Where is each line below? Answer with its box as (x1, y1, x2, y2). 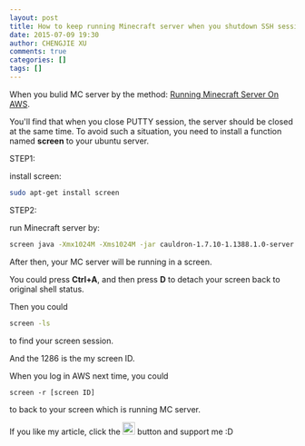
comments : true (9, 47, 67, 56)
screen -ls (9, 319, 51, 328)
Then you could (9, 301, 68, 312)
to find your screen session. (9, 335, 113, 346)
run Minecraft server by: (9, 222, 100, 233)
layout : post (9, 13, 59, 23)
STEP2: (9, 204, 37, 215)
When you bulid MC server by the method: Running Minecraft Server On (9, 88, 280, 100)
